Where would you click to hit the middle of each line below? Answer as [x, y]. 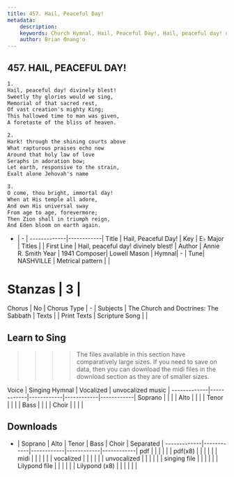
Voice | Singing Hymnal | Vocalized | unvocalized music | [89, 390]
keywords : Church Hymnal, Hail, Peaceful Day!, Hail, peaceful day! [121, 33]
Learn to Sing [37, 337]
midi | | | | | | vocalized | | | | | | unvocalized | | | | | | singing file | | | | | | [117, 458]
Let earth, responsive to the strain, [63, 168]
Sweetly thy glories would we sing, [60, 97]
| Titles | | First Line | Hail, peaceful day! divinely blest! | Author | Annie [118, 246]
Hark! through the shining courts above [67, 141]
